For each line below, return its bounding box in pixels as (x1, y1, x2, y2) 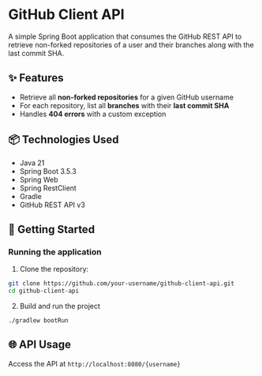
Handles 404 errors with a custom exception (19, 109, 167, 118)
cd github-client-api (8, 287, 80, 295)
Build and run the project (19, 302, 101, 310)
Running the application (8, 246, 102, 258)
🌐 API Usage (8, 338, 72, 352)
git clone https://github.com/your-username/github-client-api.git (8, 280, 235, 288)
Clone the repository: (19, 265, 89, 274)
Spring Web (19, 175, 58, 184)
